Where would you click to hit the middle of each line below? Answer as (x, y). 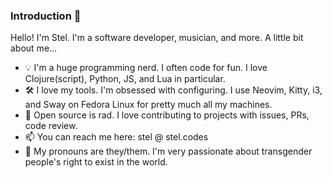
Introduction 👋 (46, 16)
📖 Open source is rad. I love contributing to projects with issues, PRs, (167, 115)
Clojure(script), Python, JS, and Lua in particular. (125, 79)
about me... (34, 48)
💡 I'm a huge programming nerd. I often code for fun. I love (146, 68)
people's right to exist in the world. (96, 162)
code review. (51, 126)
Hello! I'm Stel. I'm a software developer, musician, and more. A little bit (157, 38)
